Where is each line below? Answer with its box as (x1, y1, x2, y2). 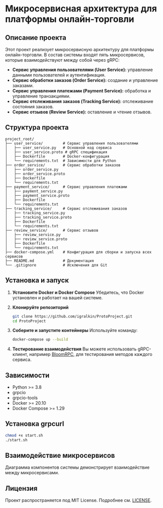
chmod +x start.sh (5, 433, 43, 438)
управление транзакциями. (12, 93, 71, 99)
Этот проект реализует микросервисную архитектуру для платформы (5, 47, 155, 52)
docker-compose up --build (12, 337, 68, 342)
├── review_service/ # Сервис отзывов (5, 228, 99, 233)
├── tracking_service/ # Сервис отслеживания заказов (5, 206, 127, 211)
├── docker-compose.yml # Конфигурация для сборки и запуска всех (5, 250, 152, 254)
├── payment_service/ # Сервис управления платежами (5, 184, 127, 189)
